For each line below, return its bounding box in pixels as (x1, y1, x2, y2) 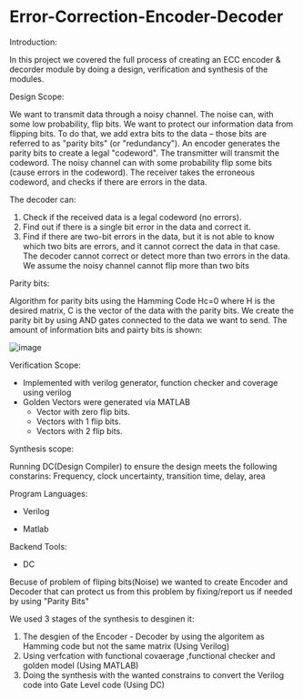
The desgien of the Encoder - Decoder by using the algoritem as (22, 631, 266, 642)
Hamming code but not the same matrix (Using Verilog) (22, 640, 230, 652)
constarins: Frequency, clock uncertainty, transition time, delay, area (9, 471, 266, 481)
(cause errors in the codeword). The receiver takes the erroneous (9, 167, 256, 177)
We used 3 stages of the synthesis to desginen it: (9, 613, 195, 624)
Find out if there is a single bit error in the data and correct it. (22, 221, 252, 232)
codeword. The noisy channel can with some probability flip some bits (9, 157, 273, 167)
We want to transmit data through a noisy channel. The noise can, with (9, 108, 275, 119)
